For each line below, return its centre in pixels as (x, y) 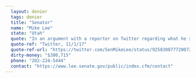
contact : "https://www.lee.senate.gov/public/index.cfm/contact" (92, 66)
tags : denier (27, 17)
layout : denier (29, 11)
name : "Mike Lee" (32, 28)
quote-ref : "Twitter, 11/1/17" (49, 45)
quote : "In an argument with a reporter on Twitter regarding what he (99, 39)
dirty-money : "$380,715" (41, 55)
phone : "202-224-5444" (38, 60)
